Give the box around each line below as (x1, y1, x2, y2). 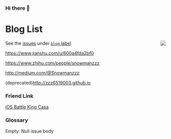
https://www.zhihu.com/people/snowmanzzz (5, 60, 100, 66)
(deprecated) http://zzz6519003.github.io (5, 79, 91, 86)
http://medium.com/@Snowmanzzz (5, 70, 80, 76)
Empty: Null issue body (5, 128, 54, 134)
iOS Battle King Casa (5, 104, 49, 110)
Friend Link (5, 92, 34, 99)
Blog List (5, 23, 43, 35)
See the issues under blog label (5, 40, 71, 46)
